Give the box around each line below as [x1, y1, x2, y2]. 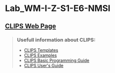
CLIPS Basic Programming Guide [24, 57, 89, 63]
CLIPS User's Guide [24, 62, 64, 68]
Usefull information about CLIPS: [16, 36, 96, 43]
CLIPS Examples [24, 52, 57, 58]
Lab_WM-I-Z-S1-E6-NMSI [5, 3, 111, 14]
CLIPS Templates [24, 47, 58, 53]
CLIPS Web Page [5, 22, 57, 30]
